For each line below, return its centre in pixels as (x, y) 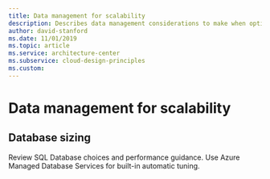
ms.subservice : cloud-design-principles (77, 61)
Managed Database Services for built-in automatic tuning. (104, 165)
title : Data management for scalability (77, 16)
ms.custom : (27, 69)
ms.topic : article (39, 46)
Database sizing (49, 138)
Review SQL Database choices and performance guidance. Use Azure (124, 157)
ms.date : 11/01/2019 (43, 38)
